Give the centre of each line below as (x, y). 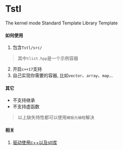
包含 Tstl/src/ (27, 48)
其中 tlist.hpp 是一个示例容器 (48, 58)
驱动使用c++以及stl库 (35, 142)
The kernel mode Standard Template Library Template (61, 23)
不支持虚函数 (26, 107)
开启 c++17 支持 (27, 69)
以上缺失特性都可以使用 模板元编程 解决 (56, 117)
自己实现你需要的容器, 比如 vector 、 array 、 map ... (63, 76)
